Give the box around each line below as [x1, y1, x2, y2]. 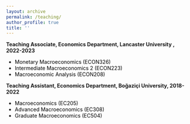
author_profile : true [6, 19, 59, 25]
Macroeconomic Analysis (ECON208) [14, 71, 106, 78]
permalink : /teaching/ [6, 14, 62, 20]
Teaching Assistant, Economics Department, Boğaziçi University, [6, 82, 169, 89]
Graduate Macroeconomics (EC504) [14, 112, 103, 119]
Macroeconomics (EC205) [14, 100, 79, 107]
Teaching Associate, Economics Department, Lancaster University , [6, 41, 175, 48]
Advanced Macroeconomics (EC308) [14, 106, 104, 113]
